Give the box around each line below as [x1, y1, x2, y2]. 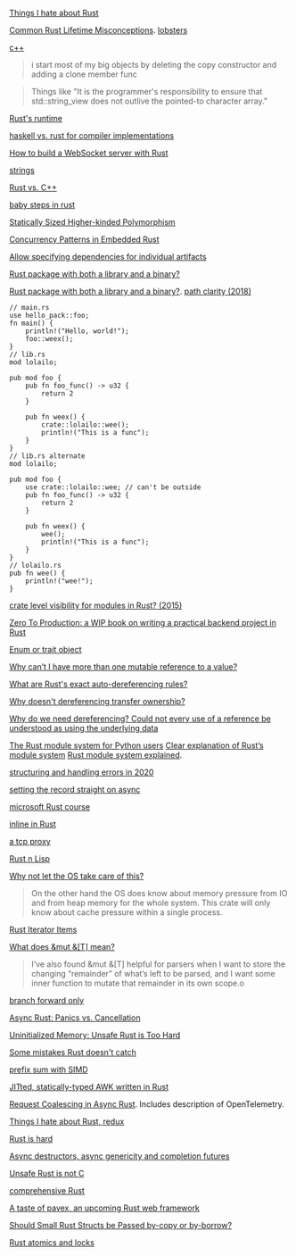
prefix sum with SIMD [9, 1064, 88, 1075]
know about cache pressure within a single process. [30, 907, 223, 918]
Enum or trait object [9, 645, 82, 654]
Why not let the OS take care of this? [9, 870, 144, 881]
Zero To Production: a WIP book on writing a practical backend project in [9, 618, 276, 628]
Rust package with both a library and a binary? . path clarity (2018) [9, 286, 252, 296]
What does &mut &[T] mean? [9, 942, 116, 952]
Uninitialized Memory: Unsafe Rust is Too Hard [9, 1030, 181, 1040]
